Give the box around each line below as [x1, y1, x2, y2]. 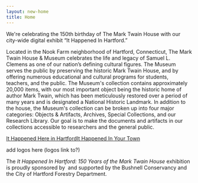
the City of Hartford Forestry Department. [6, 170, 108, 177]
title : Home [6, 14, 35, 20]
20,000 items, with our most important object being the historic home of [6, 86, 182, 93]
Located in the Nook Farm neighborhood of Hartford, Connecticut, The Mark [6, 48, 192, 55]
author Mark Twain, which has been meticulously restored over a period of [6, 92, 188, 99]
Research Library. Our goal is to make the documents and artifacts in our [6, 117, 183, 124]
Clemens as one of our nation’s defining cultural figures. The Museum [6, 60, 176, 68]
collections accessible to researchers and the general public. [6, 123, 155, 130]
